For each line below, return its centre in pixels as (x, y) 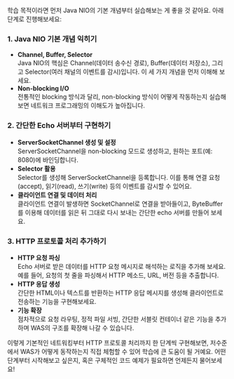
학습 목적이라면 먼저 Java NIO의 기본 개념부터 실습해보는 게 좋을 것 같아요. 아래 (116, 10)
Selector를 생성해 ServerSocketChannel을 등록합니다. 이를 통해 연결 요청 (119, 177)
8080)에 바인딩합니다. (48, 159)
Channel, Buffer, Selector (55, 55)
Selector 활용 (36, 168)
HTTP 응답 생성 (39, 284)
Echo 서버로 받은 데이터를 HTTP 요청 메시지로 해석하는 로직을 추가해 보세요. (122, 266)
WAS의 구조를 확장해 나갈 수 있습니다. (82, 328)
